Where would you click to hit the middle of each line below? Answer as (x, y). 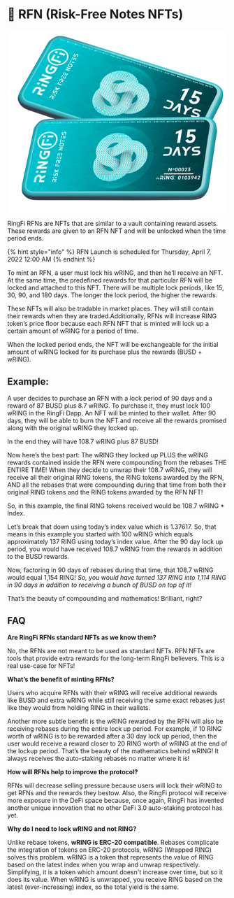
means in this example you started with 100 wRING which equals (100, 534)
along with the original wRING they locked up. (73, 428)
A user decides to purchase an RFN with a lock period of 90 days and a (110, 399)
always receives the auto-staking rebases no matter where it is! (98, 759)
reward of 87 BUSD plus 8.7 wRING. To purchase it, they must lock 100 (109, 406)
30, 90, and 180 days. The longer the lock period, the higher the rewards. (112, 295)
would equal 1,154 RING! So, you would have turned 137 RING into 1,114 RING (117, 578)
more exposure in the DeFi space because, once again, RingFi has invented (116, 801)
